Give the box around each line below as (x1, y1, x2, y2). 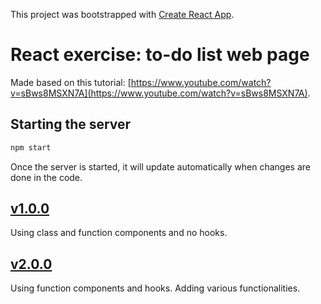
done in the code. (10, 171, 83, 183)
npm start (10, 142, 52, 153)
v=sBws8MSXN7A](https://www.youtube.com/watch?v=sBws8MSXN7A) (10, 87, 308, 99)
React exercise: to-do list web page (10, 44, 310, 66)
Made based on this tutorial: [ (10, 76, 132, 88)
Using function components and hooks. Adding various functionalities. (10, 282, 301, 294)
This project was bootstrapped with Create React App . (10, 9, 235, 20)
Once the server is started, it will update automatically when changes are (10, 160, 311, 173)
